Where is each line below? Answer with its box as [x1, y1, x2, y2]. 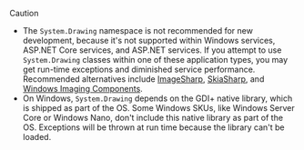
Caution [9, 8, 39, 18]
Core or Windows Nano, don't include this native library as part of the [22, 113, 284, 123]
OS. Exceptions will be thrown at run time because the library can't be [22, 122, 285, 133]
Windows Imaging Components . [22, 84, 143, 94]
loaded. [22, 132, 52, 142]
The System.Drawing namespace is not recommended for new [22, 25, 253, 35]
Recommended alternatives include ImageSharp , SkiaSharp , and [22, 74, 265, 85]
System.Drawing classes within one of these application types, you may [22, 55, 289, 65]
